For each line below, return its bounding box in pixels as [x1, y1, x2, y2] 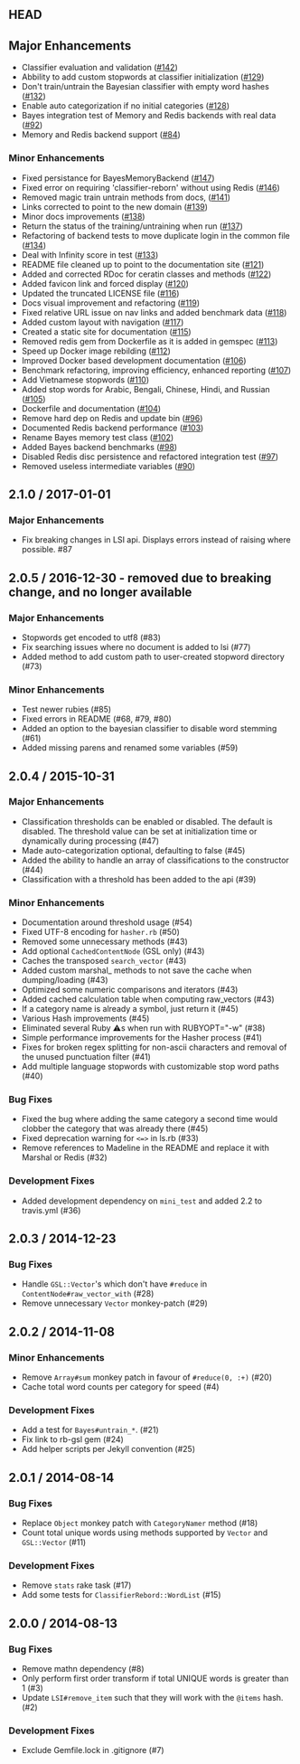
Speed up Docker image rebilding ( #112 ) [21, 345, 171, 356]
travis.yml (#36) [21, 1204, 81, 1215]
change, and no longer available [8, 584, 192, 599]
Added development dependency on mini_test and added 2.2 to [21, 1195, 263, 1206]
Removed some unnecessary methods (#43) [21, 936, 188, 948]
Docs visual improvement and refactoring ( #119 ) [21, 297, 201, 308]
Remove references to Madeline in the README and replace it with [21, 1143, 270, 1154]
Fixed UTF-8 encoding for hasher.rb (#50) [21, 927, 180, 938]
